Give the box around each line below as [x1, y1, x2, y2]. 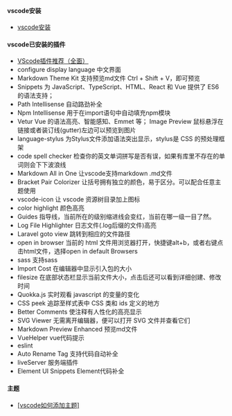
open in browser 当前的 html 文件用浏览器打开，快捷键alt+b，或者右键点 [17, 239, 224, 247]
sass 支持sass [17, 256, 57, 264]
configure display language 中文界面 [17, 66, 121, 74]
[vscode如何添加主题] [17, 401, 80, 409]
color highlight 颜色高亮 [17, 204, 84, 212]
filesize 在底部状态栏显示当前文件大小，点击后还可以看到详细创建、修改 [17, 273, 222, 282]
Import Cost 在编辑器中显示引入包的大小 [17, 264, 132, 273]
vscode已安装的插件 [7, 40, 66, 48]
